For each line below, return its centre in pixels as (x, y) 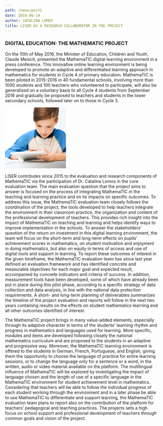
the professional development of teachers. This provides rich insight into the (81, 217)
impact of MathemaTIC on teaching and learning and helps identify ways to (80, 222)
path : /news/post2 (24, 10)
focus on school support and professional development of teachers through (81, 413)
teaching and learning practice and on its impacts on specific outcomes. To (81, 197)
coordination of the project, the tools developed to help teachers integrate (79, 207)
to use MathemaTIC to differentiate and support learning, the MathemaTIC (79, 397)
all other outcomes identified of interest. (45, 310)
